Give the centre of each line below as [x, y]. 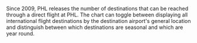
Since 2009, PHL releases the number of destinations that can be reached [97, 9]
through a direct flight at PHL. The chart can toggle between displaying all [97, 15]
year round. [20, 34]
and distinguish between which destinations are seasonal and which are [95, 27]
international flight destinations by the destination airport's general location [98, 21]
